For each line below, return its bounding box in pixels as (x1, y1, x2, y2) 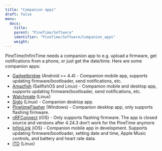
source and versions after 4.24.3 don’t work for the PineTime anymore (12, 120, 155, 125)
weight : (14, 39, 30, 44)
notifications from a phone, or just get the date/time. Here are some (5, 58, 142, 64)
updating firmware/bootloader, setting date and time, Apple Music (12, 130, 146, 136)
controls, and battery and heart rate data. (12, 135, 96, 141)
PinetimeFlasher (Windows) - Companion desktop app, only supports (12, 104, 153, 110)
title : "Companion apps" (5, 7, 56, 12)
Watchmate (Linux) (12, 93, 51, 99)
